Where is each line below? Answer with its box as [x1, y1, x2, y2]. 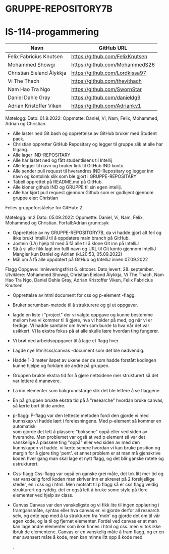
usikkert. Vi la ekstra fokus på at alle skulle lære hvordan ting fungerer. [12, 328, 159, 334]
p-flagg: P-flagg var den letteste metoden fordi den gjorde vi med [12, 412, 149, 419]
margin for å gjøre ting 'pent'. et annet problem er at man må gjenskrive [12, 450, 161, 456]
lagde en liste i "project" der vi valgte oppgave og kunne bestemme [12, 312, 153, 318]
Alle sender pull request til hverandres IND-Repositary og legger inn [12, 168, 154, 174]
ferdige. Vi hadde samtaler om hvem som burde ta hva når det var [12, 322, 150, 329]
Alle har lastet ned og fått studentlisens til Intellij [12, 157, 112, 163]
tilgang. [12, 147, 29, 153]
